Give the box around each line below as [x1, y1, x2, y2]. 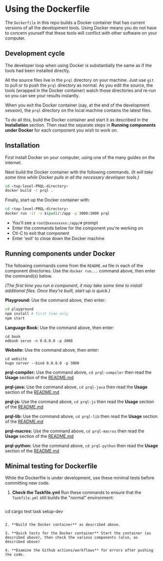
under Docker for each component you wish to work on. [5, 127, 118, 133]
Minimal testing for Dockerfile [5, 462, 97, 470]
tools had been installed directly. [5, 67, 71, 73]
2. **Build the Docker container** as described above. [5, 522, 121, 527]
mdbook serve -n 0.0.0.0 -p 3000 [5, 338, 73, 343]
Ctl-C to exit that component [12, 230, 70, 236]
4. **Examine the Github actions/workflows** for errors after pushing [5, 548, 153, 553]
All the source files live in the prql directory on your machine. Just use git [5, 77, 154, 83]
